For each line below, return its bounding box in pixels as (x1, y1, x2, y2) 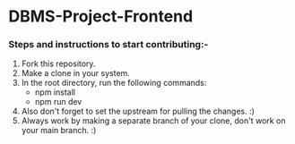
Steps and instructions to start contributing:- (8, 38, 209, 51)
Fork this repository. (21, 58, 96, 69)
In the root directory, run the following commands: (21, 78, 207, 89)
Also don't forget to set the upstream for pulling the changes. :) (21, 106, 255, 117)
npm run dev (34, 97, 82, 107)
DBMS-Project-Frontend (8, 6, 194, 27)
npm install (34, 87, 75, 97)
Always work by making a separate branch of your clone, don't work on (21, 115, 286, 126)
